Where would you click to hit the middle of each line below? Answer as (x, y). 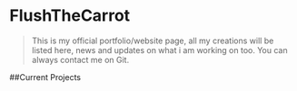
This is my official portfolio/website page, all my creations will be (153, 41)
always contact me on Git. (80, 59)
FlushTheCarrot (70, 16)
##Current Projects (45, 77)
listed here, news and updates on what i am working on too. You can (159, 50)
